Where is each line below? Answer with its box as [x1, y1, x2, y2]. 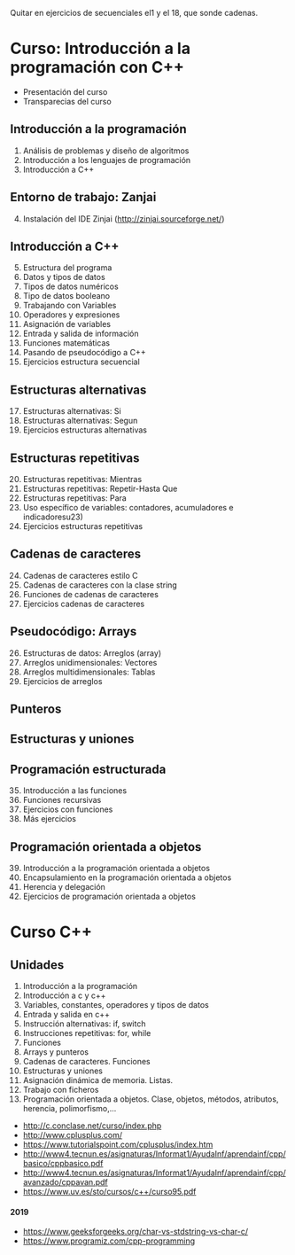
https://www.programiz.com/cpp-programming [22, 1236, 196, 1246]
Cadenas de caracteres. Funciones [22, 1056, 151, 1067]
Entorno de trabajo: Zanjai [10, 190, 157, 205]
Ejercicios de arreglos [22, 675, 103, 686]
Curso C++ [10, 922, 92, 942]
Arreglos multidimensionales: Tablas [22, 666, 156, 677]
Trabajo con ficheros [22, 1085, 99, 1095]
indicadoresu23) [22, 511, 83, 522]
